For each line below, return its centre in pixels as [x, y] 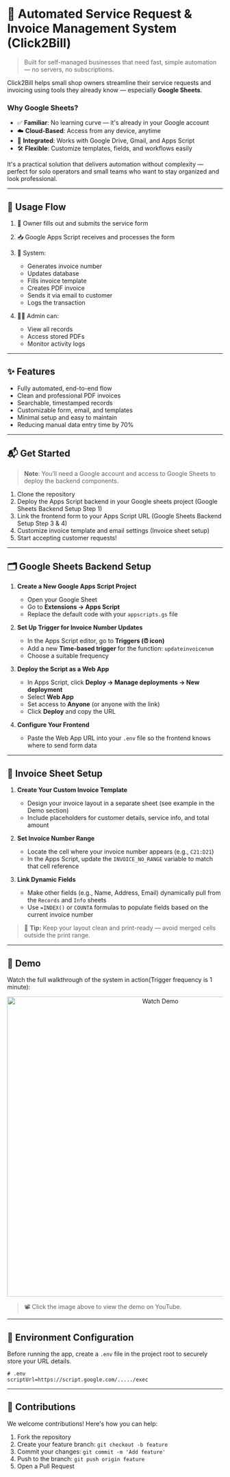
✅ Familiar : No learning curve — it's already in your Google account [113, 123]
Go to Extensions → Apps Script [73, 607]
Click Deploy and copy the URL [72, 712]
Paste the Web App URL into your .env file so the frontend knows [119, 738]
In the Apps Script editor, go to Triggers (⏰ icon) [96, 641]
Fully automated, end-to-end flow [64, 388]
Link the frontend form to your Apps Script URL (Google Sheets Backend [119, 516]
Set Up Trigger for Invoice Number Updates [80, 627]
